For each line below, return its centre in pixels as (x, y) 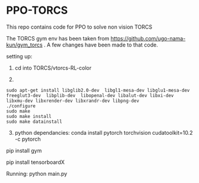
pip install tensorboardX (36, 162)
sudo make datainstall (34, 122)
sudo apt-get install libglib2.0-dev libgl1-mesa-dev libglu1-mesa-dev (98, 90)
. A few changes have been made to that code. (101, 45)
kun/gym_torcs (24, 45)
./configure (21, 106)
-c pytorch (28, 139)
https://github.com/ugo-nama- (148, 38)
